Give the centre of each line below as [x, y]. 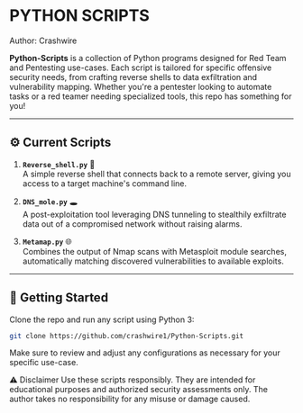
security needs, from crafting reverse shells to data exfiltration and [133, 76]
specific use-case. [44, 363]
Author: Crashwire [43, 40]
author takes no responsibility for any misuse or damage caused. [130, 399]
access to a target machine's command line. [105, 183]
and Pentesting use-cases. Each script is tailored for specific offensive [141, 67]
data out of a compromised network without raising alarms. [132, 224]
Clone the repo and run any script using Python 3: [102, 319]
